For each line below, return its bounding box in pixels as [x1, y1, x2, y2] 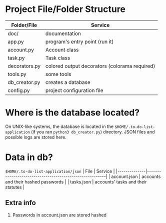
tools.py [7, 70, 26, 77]
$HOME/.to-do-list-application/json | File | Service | [5, 168, 115, 174]
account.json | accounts [111, 173, 161, 179]
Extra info [5, 198, 36, 207]
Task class [45, 54, 70, 61]
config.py [7, 86, 30, 93]
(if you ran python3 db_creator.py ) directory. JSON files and [30, 128, 155, 134]
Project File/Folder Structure [5, 3, 126, 15]
